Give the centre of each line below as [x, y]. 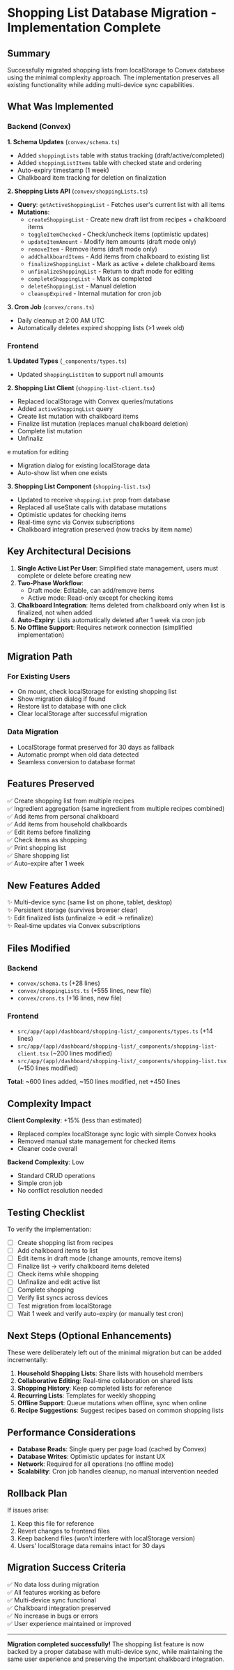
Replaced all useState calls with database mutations [92, 507]
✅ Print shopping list [37, 847]
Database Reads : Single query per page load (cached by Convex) [112, 1449]
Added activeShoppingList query [65, 408]
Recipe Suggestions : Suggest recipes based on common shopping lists [120, 1410]
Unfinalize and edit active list [59, 1282]
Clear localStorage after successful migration [82, 714]
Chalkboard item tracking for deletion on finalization [92, 177]
